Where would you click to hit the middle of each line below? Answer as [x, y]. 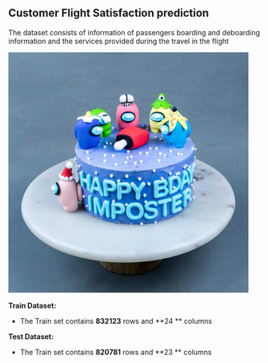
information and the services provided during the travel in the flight [119, 41]
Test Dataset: [31, 337]
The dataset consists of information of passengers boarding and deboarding [134, 32]
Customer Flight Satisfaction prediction [109, 13]
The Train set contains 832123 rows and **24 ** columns [116, 321]
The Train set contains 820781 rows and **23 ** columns [116, 352]
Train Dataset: [32, 305]
